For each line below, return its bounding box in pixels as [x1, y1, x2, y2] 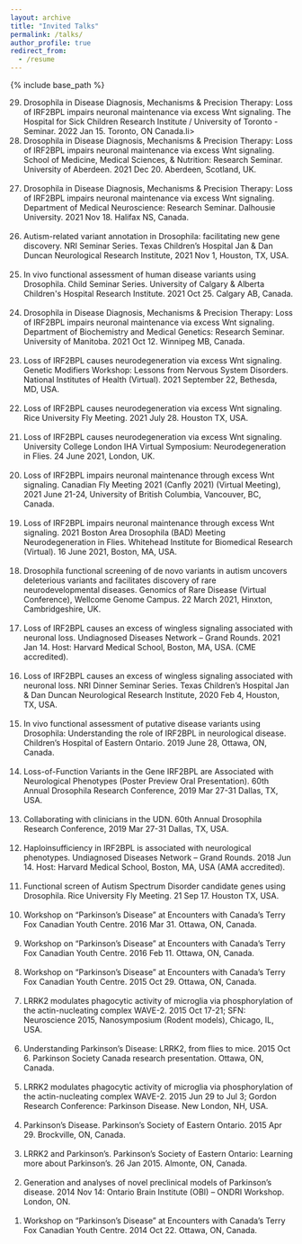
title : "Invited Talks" [10, 22, 100, 31]
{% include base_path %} [10, 80, 105, 90]
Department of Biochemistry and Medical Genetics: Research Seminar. [22, 327, 285, 337]
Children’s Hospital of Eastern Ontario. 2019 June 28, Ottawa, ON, [22, 738, 268, 747]
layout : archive [10, 13, 71, 22]
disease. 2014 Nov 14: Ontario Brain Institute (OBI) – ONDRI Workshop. [22, 1186, 285, 1197]
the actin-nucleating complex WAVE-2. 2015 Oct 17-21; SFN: [22, 1005, 246, 1016]
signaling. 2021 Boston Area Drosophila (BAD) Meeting [22, 527, 226, 538]
